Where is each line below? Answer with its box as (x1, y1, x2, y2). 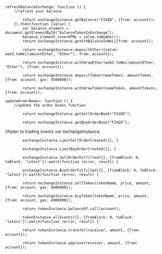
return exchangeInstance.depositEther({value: (22, 47, 119, 52)
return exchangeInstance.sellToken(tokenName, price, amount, (22, 181, 151, 186)
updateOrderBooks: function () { (5, 99, 73, 104)
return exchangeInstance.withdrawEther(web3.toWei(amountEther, (22, 60, 156, 65)
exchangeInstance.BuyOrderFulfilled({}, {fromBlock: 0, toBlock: (22, 168, 158, 173)
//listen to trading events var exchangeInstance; (5, 128, 101, 134)
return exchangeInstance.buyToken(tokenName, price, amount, (22, 193, 149, 198)
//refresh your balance (14, 9, 62, 14)
